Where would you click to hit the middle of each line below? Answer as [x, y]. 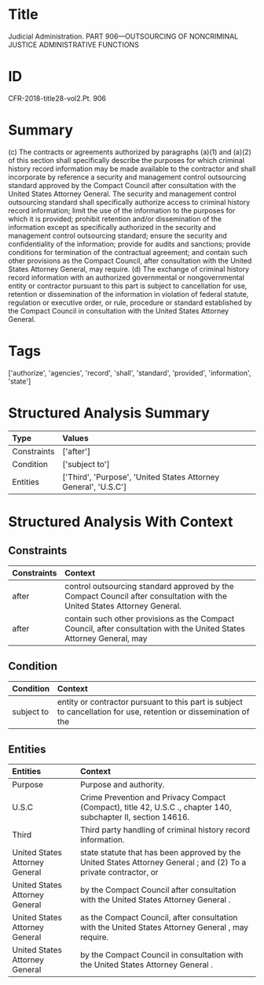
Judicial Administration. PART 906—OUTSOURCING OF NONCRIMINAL [123, 36]
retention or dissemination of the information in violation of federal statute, [128, 294]
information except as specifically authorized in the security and [112, 227]
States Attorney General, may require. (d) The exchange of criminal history [129, 268]
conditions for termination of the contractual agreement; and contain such [128, 252]
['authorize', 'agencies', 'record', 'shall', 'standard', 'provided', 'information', [130, 372]
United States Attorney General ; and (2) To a [163, 862]
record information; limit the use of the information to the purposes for [122, 210]
